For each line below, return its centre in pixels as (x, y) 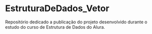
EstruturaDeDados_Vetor (57, 8)
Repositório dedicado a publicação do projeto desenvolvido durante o (76, 22)
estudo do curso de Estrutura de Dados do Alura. (55, 27)
